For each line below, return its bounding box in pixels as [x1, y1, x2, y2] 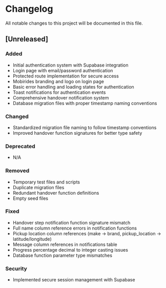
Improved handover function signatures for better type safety [12, 130, 142, 136]
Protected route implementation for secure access [12, 73, 119, 79]
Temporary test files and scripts [12, 179, 80, 185]
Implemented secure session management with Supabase [12, 277, 135, 283]
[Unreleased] [5, 35, 49, 44]
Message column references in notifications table [12, 241, 117, 248]
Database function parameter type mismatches [12, 252, 113, 258]
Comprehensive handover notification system [12, 94, 109, 100]
